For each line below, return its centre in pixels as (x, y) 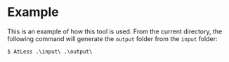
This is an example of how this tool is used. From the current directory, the (115, 31)
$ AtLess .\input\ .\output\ (50, 52)
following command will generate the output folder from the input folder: (112, 38)
